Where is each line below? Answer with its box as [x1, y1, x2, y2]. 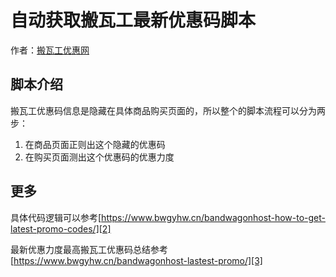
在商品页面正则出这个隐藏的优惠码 [24, 138, 166, 150]
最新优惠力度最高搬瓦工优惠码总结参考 [10, 243, 168, 255]
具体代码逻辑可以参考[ [10, 211, 102, 223]
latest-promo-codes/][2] [10, 222, 112, 235]
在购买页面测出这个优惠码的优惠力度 [24, 151, 175, 163]
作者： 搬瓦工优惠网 [10, 44, 90, 56]
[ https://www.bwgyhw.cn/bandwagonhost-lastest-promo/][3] [10, 254, 263, 266]
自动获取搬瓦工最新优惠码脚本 [10, 9, 257, 32]
